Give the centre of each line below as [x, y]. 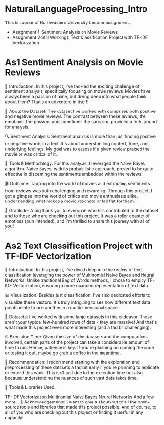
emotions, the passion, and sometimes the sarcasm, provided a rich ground [81, 121]
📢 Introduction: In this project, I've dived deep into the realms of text [73, 269]
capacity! [14, 417]
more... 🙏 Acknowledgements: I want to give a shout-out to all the [71, 402]
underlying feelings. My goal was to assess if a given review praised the [78, 149]
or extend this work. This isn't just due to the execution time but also [74, 372]
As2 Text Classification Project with [79, 246]
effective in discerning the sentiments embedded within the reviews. [74, 174]
